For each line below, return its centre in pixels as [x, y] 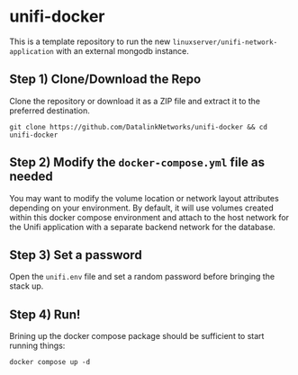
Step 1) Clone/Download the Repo [105, 80]
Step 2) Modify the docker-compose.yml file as [137, 162]
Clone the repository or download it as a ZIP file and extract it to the [135, 101]
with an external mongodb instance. [122, 50]
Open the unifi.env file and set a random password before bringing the [142, 277]
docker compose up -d [50, 362]
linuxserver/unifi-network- [225, 42]
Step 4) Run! [45, 314]
